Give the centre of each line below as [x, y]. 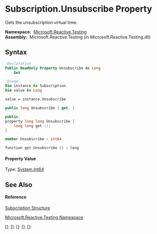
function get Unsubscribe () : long [42, 148]
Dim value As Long [24, 90]
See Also [19, 185]
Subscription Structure [28, 208]
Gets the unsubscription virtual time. [41, 22]
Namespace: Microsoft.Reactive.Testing [46, 32]
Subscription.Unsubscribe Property [79, 9]
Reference [16, 197]
